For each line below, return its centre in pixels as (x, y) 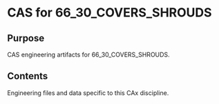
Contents (28, 76)
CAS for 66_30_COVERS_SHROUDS (109, 13)
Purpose (26, 38)
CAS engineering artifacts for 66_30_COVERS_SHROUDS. (89, 54)
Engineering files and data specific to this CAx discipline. (88, 93)
